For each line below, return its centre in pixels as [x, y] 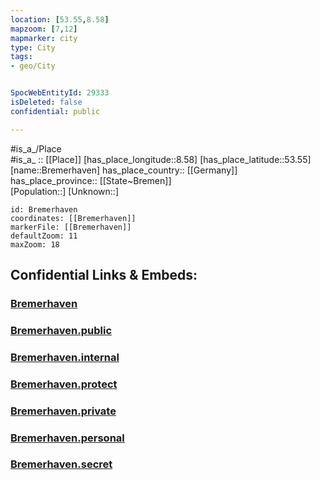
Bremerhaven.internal [65, 357]
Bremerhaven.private [63, 411]
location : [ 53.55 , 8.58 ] [60, 19]
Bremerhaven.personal [67, 438]
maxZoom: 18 [35, 244]
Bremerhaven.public [61, 330]
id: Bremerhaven [44, 209]
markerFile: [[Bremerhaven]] [71, 227]
